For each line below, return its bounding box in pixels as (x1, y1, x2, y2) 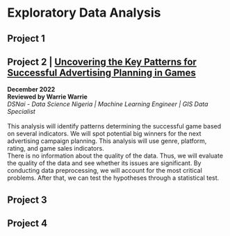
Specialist (7, 108, 36, 116)
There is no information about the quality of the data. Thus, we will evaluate (7, 151, 224, 160)
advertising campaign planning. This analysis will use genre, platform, (7, 137, 207, 145)
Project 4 (7, 217, 47, 230)
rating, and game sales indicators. (7, 144, 104, 153)
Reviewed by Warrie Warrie (7, 92, 88, 101)
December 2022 (7, 85, 56, 94)
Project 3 (7, 194, 47, 205)
